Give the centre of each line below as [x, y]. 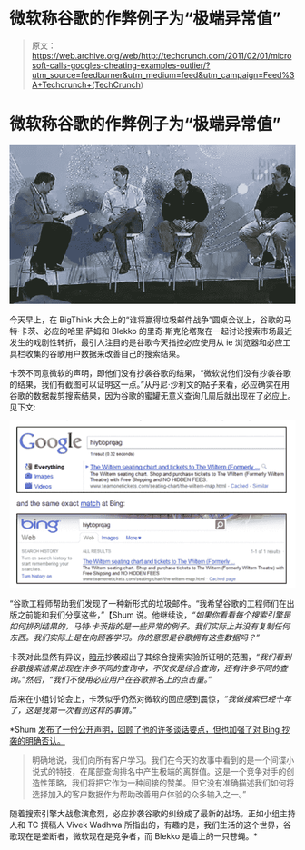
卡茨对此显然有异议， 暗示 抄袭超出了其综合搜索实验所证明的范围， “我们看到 [151, 657]
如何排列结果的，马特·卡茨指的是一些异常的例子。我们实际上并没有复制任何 [150, 627]
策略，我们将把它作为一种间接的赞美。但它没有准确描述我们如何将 [171, 783]
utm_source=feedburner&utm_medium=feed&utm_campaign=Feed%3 [163, 74]
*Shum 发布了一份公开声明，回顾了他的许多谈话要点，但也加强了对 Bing [145, 730]
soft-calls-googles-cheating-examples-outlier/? [121, 65]
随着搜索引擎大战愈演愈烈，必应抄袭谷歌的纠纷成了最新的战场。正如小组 [144, 814]
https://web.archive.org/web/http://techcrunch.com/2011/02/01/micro [162, 55]
